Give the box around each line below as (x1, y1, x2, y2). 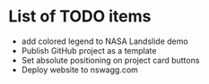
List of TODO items (8, 6, 152, 27)
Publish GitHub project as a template (21, 45, 157, 55)
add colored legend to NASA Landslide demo (21, 36, 189, 46)
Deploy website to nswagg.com (21, 64, 138, 75)
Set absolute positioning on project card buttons (21, 55, 200, 65)
